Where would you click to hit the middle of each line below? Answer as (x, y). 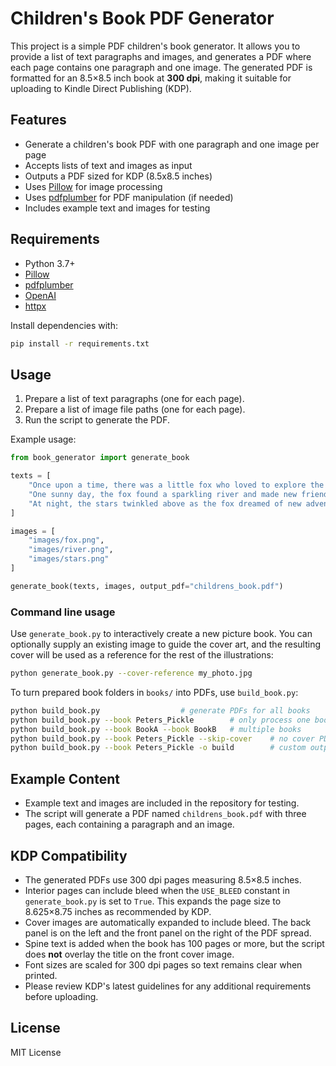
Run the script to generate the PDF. (97, 420)
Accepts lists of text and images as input (108, 165)
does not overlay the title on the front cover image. (129, 954)
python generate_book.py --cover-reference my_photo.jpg (131, 673)
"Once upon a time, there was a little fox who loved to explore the (176, 485)
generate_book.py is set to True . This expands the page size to (153, 901)
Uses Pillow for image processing (93, 186)
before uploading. (61, 996)
